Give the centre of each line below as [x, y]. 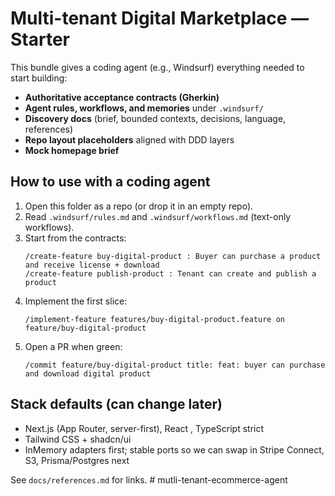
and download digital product [88, 373]
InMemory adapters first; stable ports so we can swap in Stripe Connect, [174, 449]
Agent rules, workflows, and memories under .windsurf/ [144, 108]
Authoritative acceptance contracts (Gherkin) [122, 97]
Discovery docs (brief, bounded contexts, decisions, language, [155, 118]
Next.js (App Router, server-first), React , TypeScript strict [144, 428]
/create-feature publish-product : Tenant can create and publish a [170, 273]
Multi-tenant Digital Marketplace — [160, 18]
